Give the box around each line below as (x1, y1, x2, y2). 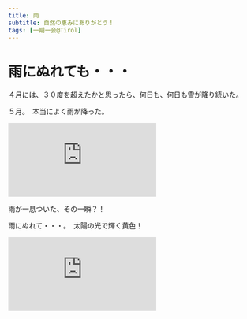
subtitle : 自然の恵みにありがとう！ (8, 19, 114, 27)
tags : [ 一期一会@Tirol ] (8, 26, 81, 34)
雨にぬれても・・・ (8, 62, 132, 80)
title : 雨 (8, 11, 39, 20)
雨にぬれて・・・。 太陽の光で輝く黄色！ (8, 221, 144, 231)
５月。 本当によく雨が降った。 (8, 107, 109, 117)
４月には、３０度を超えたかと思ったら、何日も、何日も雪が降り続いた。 (8, 90, 243, 99)
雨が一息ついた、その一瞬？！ (8, 204, 105, 213)
